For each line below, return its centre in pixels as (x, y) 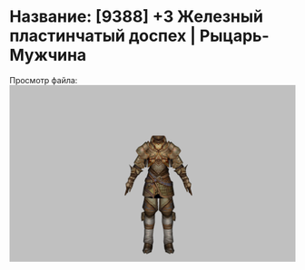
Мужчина (48, 55)
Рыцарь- (234, 36)
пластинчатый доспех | (103, 36)
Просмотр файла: (44, 80)
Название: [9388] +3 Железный (136, 17)
